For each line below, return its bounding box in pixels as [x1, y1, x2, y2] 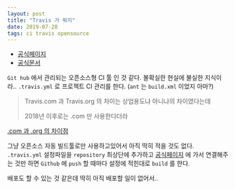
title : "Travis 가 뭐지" [7, 17, 76, 24]
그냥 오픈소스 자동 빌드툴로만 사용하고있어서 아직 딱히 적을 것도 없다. [7, 141, 194, 150]
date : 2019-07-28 [7, 23, 58, 30]
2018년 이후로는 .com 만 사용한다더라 [24, 112, 128, 120]
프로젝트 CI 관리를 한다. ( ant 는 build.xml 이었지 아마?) [62, 82, 214, 91]
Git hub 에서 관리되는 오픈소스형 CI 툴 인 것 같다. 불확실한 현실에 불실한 [7, 73, 203, 82]
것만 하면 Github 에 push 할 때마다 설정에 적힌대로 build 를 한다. [14, 159, 191, 168]
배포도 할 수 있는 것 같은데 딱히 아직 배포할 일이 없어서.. [7, 174, 159, 183]
